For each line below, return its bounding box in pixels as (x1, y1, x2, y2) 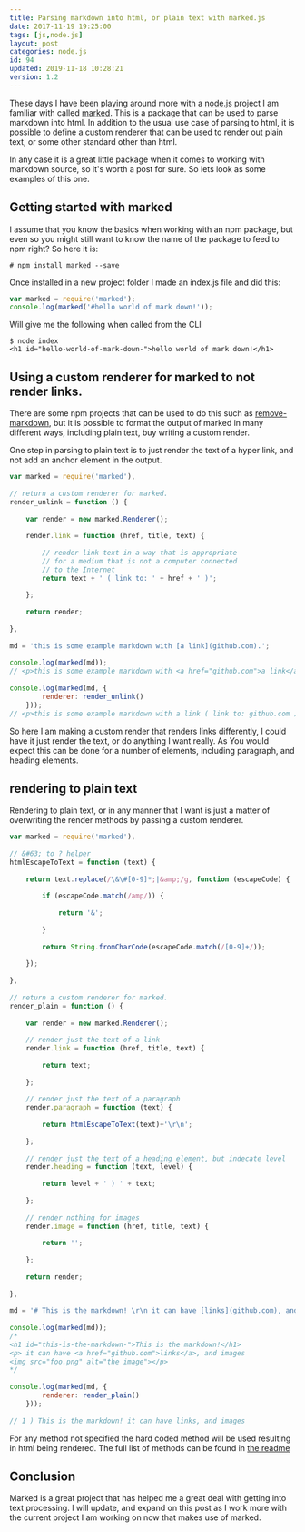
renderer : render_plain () (42, 1391, 141, 1400)
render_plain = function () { (9, 1001, 124, 1010)
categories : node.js (9, 47, 88, 56)
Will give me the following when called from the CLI (9, 320, 202, 330)
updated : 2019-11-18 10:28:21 (9, 65, 124, 74)
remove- (254, 408, 288, 419)
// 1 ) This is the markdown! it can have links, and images (9, 1416, 246, 1425)
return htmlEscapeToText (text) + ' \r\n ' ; (42, 1121, 193, 1130)
